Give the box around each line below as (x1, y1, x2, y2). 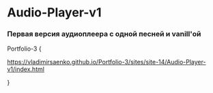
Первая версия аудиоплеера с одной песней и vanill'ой (7, 29, 201, 39)
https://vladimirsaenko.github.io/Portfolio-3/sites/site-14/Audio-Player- (7, 58, 206, 66)
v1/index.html (7, 65, 44, 73)
